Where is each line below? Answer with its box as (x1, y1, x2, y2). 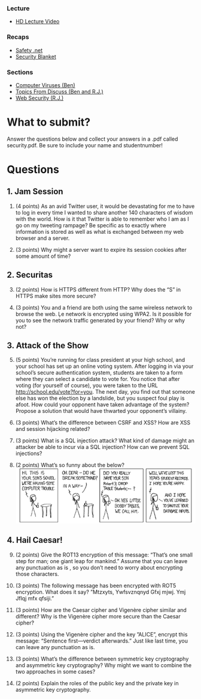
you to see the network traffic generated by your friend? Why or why (15, 317, 185, 324)
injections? (15, 450, 42, 457)
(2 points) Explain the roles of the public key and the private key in (15, 679, 179, 686)
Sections (7, 68, 33, 76)
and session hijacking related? (15, 426, 90, 433)
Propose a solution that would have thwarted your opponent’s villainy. (15, 407, 187, 415)
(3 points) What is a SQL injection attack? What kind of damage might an (15, 437, 195, 444)
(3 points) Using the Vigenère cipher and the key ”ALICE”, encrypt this (15, 630, 188, 638)
